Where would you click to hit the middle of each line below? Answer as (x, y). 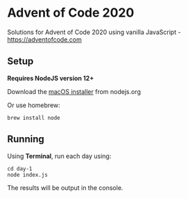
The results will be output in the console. (65, 188)
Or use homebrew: (34, 105)
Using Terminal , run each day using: (59, 156)
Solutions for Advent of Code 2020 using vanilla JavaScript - (94, 32)
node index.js (28, 175)
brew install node (34, 118)
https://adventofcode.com (44, 39)
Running (26, 140)
